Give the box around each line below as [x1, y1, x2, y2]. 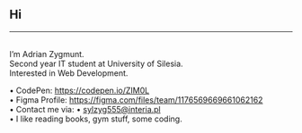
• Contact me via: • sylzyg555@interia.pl [9, 104, 161, 114]
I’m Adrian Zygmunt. [9, 48, 84, 59]
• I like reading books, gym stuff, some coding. [9, 113, 182, 124]
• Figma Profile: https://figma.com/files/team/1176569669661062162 [9, 94, 263, 105]
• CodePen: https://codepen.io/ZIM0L [9, 85, 150, 96]
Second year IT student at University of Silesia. [9, 58, 183, 69]
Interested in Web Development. [9, 67, 129, 79]
